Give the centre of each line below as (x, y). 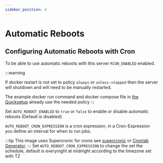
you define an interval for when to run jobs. (48, 131)
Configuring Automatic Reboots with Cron (70, 52)
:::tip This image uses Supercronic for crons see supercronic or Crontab (77, 140)
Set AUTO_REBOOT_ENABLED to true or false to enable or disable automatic (77, 111)
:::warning (15, 72)
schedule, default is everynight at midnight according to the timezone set (78, 151)
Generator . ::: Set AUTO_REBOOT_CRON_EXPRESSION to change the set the (74, 145)
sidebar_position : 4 (26, 9)
